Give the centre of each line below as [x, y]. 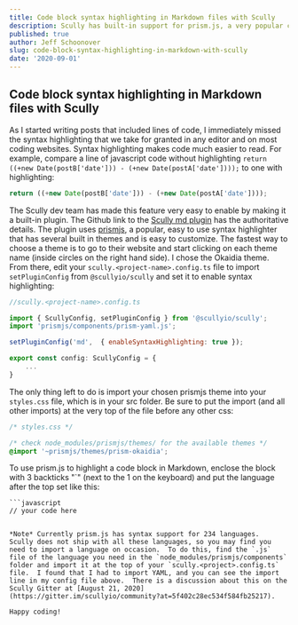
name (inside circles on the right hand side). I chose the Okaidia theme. [139, 257]
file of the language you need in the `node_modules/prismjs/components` [149, 558]
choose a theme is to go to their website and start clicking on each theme [143, 248]
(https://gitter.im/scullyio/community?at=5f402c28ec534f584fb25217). [142, 597]
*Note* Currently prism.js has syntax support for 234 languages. [134, 534]
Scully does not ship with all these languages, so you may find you [141, 542]
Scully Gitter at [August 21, [65, 589]
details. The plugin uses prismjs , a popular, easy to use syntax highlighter [143, 229]
